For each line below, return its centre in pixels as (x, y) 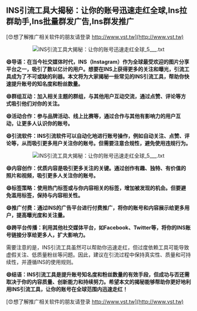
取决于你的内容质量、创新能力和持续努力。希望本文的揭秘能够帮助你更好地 (96, 282)
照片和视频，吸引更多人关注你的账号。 (52, 175)
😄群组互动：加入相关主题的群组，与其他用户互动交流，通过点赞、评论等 (94, 96)
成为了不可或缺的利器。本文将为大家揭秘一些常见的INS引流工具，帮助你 (98, 76)
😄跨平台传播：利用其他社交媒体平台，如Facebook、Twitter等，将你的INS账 (98, 227)
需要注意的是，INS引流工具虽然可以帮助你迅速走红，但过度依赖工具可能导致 (98, 247)
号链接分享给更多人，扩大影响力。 (47, 235)
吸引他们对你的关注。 (37, 103)
